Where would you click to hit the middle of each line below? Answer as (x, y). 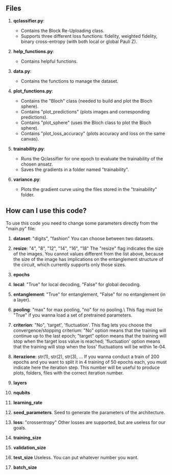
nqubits (21, 392)
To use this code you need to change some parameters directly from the (82, 223)
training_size (27, 437)
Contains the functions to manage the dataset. (70, 81)
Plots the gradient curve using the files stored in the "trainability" (89, 189)
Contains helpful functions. (49, 61)
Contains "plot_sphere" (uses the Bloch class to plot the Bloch (86, 123)
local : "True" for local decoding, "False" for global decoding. (77, 284)
